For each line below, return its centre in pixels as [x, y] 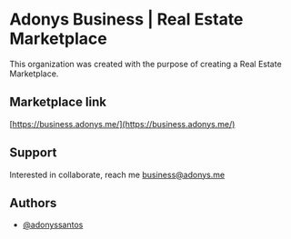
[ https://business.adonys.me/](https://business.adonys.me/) [122, 124]
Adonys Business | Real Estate [126, 20]
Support [33, 153]
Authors [33, 203]
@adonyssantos [53, 225]
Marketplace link [58, 102]
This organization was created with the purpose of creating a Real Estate [145, 64]
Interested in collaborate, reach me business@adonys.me [117, 174]
